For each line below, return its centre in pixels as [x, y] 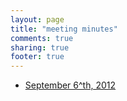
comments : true [42, 38]
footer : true [37, 57]
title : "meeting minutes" [64, 29]
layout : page [37, 19]
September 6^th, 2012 [70, 85]
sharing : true [40, 47]
